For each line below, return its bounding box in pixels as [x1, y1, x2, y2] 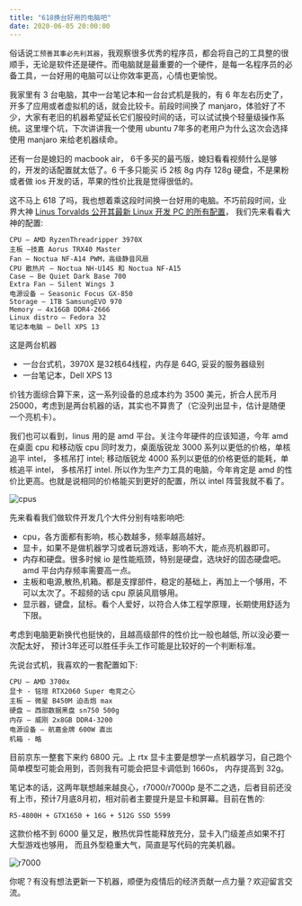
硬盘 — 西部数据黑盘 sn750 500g [9, 705, 120, 715]
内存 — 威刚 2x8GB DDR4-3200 [9, 715, 113, 724]
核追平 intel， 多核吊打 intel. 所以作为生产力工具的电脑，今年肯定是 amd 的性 [9, 464, 293, 475]
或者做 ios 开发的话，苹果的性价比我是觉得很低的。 [9, 175, 199, 186]
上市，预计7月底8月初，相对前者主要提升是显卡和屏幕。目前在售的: [16, 793, 265, 803]
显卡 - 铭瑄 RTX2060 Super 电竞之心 [9, 686, 136, 695]
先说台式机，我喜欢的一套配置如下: [9, 659, 138, 670]
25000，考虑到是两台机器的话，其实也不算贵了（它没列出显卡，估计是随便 [9, 399, 286, 410]
